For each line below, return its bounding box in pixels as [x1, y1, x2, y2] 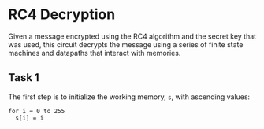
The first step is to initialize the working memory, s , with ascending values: [8, 92, 251, 101]
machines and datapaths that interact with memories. [8, 48, 181, 57]
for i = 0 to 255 [8, 107, 65, 115]
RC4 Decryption [8, 6, 116, 24]
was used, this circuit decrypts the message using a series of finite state [8, 39, 244, 49]
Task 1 [8, 71, 39, 84]
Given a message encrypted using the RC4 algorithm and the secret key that [8, 31, 257, 41]
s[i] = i [15, 114, 44, 122]
